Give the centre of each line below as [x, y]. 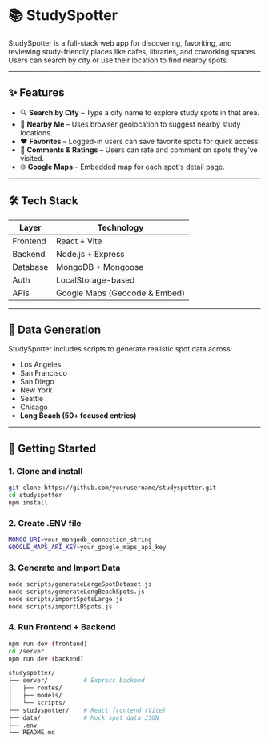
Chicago [34, 407]
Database [30, 267]
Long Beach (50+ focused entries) [78, 416]
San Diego [37, 382]
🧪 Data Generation [55, 329]
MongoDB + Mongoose [100, 267]
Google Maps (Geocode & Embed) [120, 293]
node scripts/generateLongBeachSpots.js [77, 592]
